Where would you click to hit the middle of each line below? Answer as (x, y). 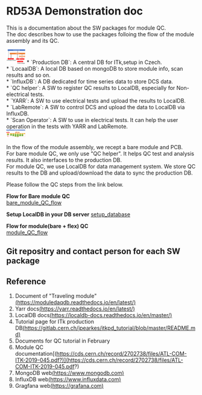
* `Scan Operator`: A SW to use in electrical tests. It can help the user (92, 120)
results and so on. (29, 75)
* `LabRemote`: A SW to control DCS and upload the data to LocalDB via (96, 107)
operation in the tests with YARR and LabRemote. (67, 126)
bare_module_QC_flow (34, 202)
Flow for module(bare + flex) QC (47, 226)
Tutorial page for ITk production (55, 321)
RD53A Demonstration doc (75, 11)
